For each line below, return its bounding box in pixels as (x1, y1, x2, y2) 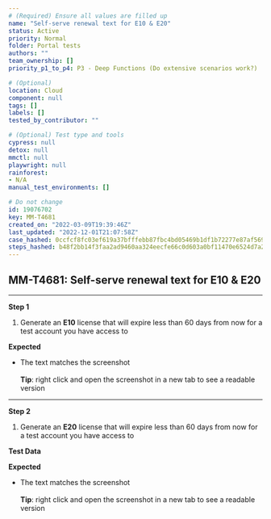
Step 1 (8, 302, 30, 312)
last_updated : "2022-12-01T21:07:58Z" (8, 228, 139, 236)
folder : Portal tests (8, 42, 81, 50)
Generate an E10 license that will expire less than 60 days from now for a (19, 317, 263, 327)
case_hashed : (8, 236, 52, 244)
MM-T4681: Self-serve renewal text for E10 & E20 (8, 273, 261, 287)
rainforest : (8, 169, 48, 177)
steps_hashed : (8, 243, 56, 251)
